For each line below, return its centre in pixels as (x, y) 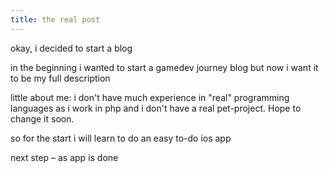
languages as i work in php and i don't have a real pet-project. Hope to (156, 108)
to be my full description (60, 78)
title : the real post (55, 19)
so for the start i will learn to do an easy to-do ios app (121, 138)
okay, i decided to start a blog (71, 48)
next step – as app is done (64, 157)
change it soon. (42, 118)
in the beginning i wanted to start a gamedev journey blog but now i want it (164, 67)
